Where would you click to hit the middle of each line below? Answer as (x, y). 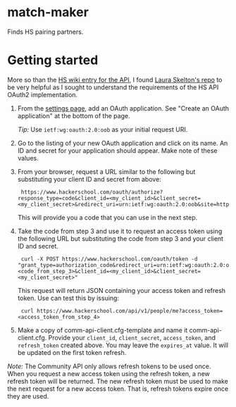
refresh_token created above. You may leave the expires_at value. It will (123, 345)
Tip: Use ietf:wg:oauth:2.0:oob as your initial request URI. (103, 129)
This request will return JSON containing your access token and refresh (122, 290)
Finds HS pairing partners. (45, 32)
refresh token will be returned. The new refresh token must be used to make (118, 381)
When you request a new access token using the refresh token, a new (108, 373)
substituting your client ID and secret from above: (89, 179)
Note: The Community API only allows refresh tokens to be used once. (109, 366)
